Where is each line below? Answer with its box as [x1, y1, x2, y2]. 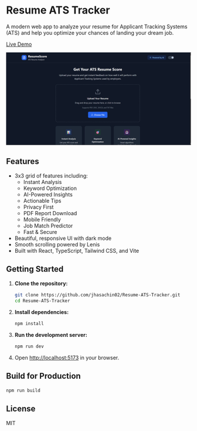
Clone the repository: [14, 280, 68, 287]
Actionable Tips [23, 197, 62, 204]
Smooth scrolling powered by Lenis [14, 240, 100, 248]
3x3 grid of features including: [14, 172, 88, 179]
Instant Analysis [23, 178, 62, 185]
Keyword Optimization [23, 185, 77, 192]
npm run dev [14, 343, 44, 350]
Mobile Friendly [23, 216, 62, 223]
